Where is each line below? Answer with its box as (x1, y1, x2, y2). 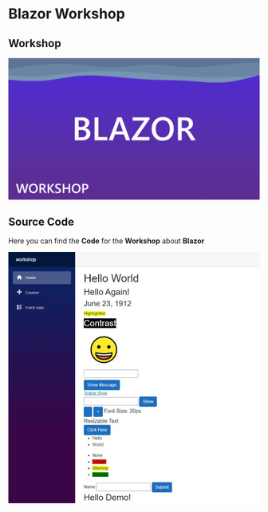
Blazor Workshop (8, 5, 125, 23)
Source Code (8, 215, 74, 228)
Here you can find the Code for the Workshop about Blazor (8, 236, 205, 246)
